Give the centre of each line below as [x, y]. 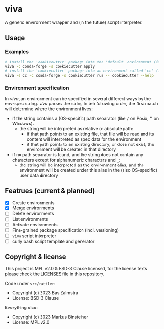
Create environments [33, 203]
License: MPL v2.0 [31, 322]
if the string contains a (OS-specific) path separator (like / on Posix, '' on [85, 119]
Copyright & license [36, 257]
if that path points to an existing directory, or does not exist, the [91, 144]
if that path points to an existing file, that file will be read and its [90, 134]
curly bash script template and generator [53, 241]
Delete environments [33, 214]
